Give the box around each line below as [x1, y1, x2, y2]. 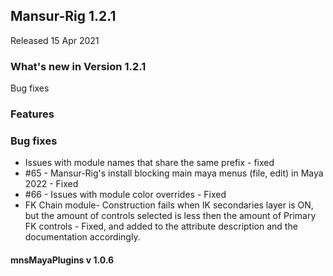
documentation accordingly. [24, 231, 141, 243]
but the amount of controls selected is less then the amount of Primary [24, 210, 317, 222]
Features [10, 107, 55, 121]
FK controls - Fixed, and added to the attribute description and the [24, 220, 298, 233]
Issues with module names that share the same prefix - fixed [24, 157, 275, 169]
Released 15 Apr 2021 [10, 34, 100, 46]
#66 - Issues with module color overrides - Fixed [24, 189, 227, 201]
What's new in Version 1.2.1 [10, 59, 147, 73]
